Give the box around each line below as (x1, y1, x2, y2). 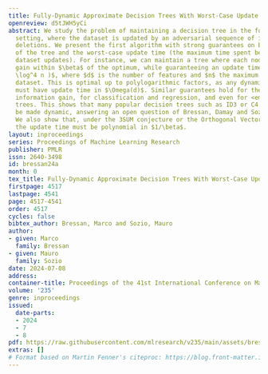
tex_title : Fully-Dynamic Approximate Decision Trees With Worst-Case (8, 175, 248, 184)
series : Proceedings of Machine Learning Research (8, 137, 180, 146)
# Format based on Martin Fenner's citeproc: (8, 353, 162, 362)
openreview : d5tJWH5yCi (8, 19, 88, 27)
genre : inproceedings (8, 294, 81, 302)
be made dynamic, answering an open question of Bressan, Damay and (15, 109, 248, 117)
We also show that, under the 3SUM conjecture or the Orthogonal (15, 116, 238, 124)
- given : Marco (8, 235, 59, 243)
